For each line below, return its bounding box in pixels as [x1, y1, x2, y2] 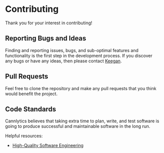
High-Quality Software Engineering [12, 143, 84, 149]
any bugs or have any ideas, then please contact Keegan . [5, 58, 122, 64]
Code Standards [5, 105, 56, 113]
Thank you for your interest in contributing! [5, 20, 92, 26]
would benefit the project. [5, 91, 58, 97]
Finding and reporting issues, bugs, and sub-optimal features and [5, 47, 139, 53]
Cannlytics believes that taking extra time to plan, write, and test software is [5, 118, 160, 124]
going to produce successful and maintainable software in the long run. [5, 123, 151, 129]
